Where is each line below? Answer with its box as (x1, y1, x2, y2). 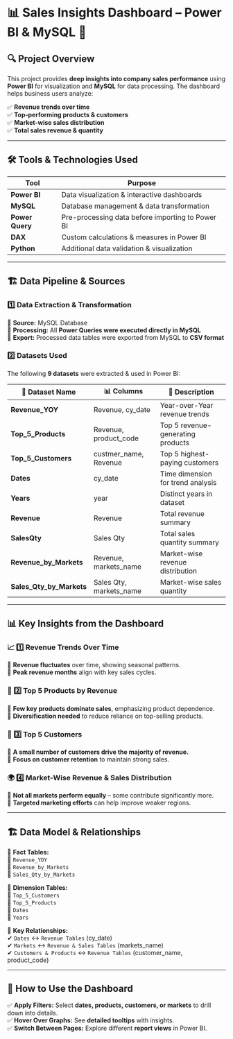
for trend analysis (159, 477, 217, 487)
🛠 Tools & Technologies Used (7, 154, 139, 166)
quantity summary (159, 538, 220, 547)
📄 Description (168, 387, 214, 397)
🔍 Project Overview (7, 53, 95, 65)
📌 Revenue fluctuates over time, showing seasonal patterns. (7, 661, 181, 669)
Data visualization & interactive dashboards (61, 189, 202, 199)
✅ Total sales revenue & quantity (7, 126, 104, 135)
